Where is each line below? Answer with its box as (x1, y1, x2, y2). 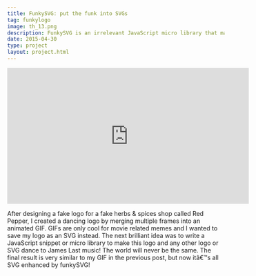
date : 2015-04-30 (7, 36, 57, 43)
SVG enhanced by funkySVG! (7, 260, 91, 269)
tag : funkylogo (7, 17, 51, 23)
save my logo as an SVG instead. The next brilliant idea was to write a (7, 231, 205, 239)
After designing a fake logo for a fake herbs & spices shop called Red (7, 209, 204, 217)
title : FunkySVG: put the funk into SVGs (7, 10, 128, 17)
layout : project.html (7, 49, 70, 56)
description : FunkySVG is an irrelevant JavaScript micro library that (7, 29, 217, 37)
